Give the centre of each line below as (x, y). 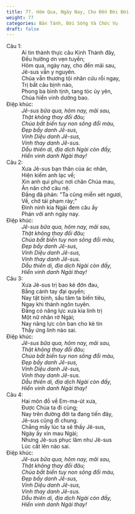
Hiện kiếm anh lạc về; (49, 175)
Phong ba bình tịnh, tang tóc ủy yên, (67, 91)
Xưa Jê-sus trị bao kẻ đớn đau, (60, 285)
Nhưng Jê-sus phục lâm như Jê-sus (67, 440)
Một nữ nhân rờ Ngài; (48, 317)
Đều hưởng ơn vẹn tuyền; (53, 59)
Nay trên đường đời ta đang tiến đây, (67, 414)
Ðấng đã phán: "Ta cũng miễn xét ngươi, (72, 194)
